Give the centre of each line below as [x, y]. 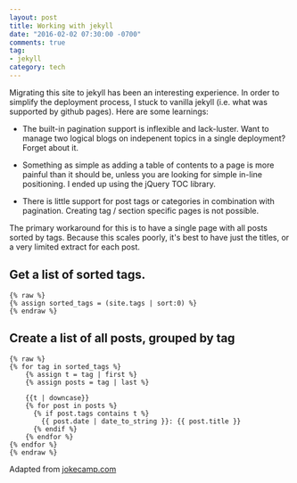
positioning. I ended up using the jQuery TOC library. [119, 184]
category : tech [37, 68]
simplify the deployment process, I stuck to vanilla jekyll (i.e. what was [138, 102]
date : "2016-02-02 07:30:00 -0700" [75, 34]
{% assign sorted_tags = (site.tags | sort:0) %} [103, 303]
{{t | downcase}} [58, 397]
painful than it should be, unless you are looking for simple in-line [142, 174]
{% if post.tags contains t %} [91, 413]
